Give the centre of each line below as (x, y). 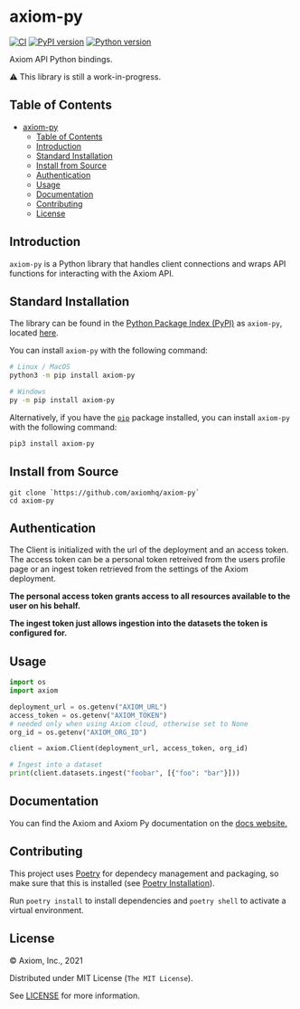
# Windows (28, 392)
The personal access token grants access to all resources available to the (150, 596)
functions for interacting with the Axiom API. (92, 273)
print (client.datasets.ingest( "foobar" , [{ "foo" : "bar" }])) (125, 773)
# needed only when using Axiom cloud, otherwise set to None (129, 724)
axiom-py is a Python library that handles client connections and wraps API (148, 263)
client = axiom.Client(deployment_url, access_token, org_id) (129, 749)
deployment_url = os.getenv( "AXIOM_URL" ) (89, 707)
